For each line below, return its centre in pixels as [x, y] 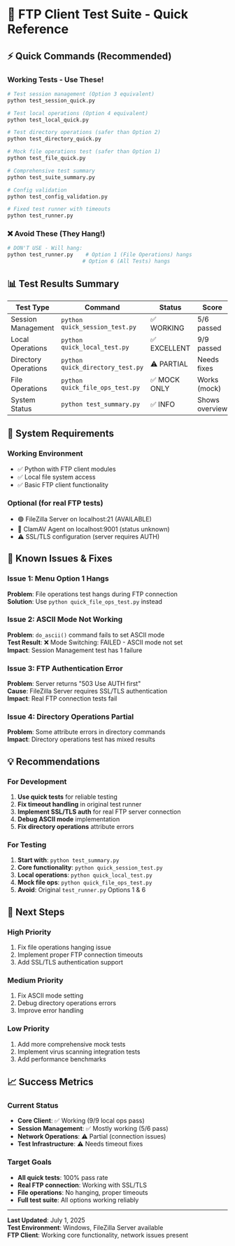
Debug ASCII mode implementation [69, 819]
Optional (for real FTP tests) [55, 503]
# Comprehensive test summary [51, 171]
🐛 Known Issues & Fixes [60, 558]
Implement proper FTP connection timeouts [80, 955]
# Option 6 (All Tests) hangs [126, 261]
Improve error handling [50, 1011]
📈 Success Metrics [50, 1082]
